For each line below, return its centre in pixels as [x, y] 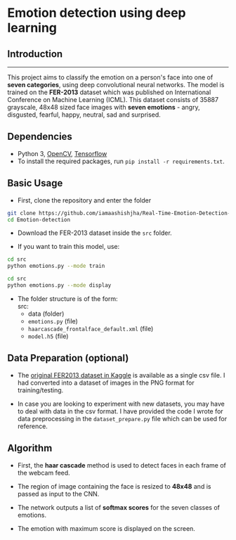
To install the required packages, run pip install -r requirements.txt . [121, 161]
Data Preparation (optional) [68, 358]
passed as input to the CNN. [58, 494]
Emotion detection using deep [97, 13]
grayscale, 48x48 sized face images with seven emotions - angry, [104, 107]
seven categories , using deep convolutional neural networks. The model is [116, 85]
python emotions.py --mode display [59, 285]
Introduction [35, 54]
